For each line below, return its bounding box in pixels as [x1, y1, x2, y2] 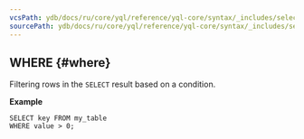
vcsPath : [9, 13, 43, 23]
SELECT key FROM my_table [9, 114, 107, 123]
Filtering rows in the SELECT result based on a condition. [9, 79, 216, 90]
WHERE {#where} [9, 55, 111, 70]
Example [9, 97, 43, 107]
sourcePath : [9, 22, 54, 31]
